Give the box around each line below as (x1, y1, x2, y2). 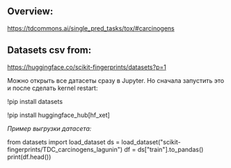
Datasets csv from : (7, 45, 92, 56)
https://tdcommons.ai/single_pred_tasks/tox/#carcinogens (7, 24, 175, 32)
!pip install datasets (7, 97, 63, 105)
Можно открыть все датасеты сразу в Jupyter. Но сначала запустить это (7, 76, 225, 84)
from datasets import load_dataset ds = (7, 137, 120, 146)
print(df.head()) (7, 153, 51, 161)
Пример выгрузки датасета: (7, 124, 92, 132)
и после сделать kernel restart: (7, 84, 98, 92)
